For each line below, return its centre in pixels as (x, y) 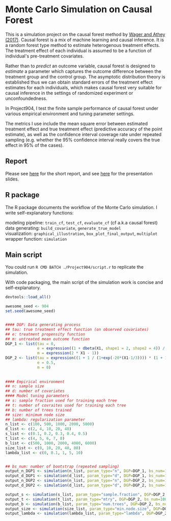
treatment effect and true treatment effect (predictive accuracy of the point (84, 129)
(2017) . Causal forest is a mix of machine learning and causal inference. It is (85, 40)
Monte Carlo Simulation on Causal (79, 9)
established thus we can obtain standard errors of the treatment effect (79, 82)
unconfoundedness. (26, 98)
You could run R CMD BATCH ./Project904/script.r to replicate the (75, 267)
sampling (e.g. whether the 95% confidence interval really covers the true (83, 140)
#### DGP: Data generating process (43, 325)
